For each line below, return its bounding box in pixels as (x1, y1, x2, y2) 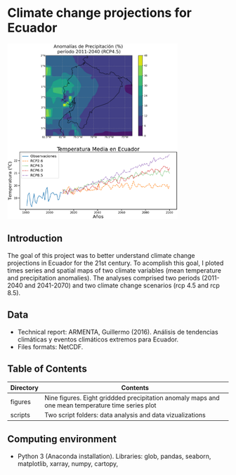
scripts (10, 411, 30, 419)
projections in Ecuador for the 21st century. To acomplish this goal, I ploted (7, 259, 224, 267)
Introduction (7, 233, 63, 245)
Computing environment (7, 434, 117, 445)
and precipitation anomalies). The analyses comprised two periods (7, 273, 200, 282)
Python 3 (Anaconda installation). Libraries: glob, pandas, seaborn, (17, 452, 211, 460)
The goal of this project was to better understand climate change (7, 251, 195, 259)
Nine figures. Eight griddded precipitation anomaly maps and (44, 393, 220, 402)
